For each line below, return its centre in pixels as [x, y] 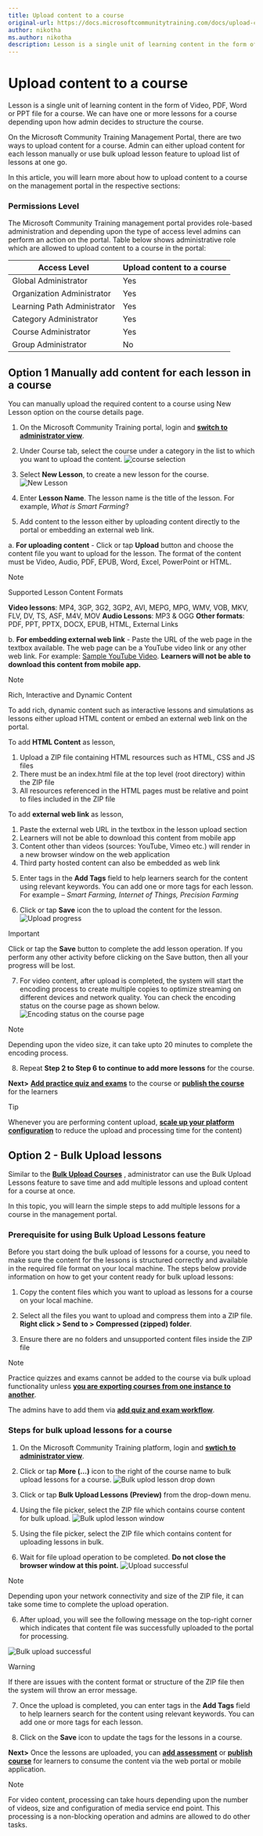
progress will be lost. [42, 966]
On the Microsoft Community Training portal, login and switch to [124, 427]
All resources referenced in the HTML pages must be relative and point [134, 791]
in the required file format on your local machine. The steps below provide [128, 1269]
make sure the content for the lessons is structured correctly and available [128, 1260]
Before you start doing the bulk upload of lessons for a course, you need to [129, 1252]
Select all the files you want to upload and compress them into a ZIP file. [136, 1316]
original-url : [31, 23]
